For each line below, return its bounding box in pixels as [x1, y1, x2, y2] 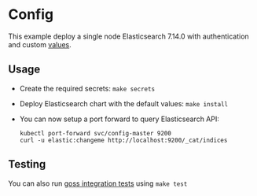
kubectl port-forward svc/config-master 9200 [19, 129, 171, 137]
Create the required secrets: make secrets [19, 83, 156, 93]
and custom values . [8, 39, 72, 49]
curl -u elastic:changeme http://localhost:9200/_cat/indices [19, 136, 228, 144]
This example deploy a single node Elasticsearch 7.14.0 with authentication [8, 31, 249, 41]
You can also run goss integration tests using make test [8, 179, 188, 188]
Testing [8, 157, 46, 171]
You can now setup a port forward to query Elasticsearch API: [19, 114, 220, 124]
